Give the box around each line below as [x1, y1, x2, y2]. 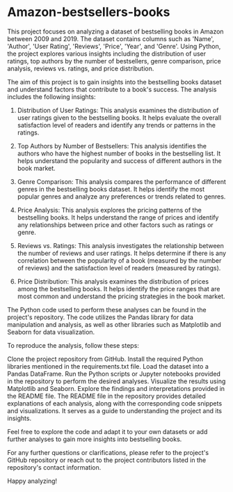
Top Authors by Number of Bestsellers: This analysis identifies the [17, 141, 207, 150]
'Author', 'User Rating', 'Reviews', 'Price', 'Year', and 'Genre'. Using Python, [7, 42, 221, 50]
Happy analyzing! [7, 477, 58, 485]
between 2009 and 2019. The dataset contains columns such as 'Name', [7, 34, 214, 43]
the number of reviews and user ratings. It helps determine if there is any [17, 249, 227, 257]
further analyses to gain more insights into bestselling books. [7, 435, 182, 443]
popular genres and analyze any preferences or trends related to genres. [17, 192, 226, 201]
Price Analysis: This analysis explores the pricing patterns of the [17, 206, 202, 214]
